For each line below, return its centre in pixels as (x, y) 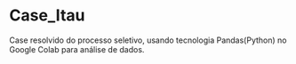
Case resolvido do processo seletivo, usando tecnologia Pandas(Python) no (148, 40)
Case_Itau (47, 16)
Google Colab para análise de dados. (77, 49)
